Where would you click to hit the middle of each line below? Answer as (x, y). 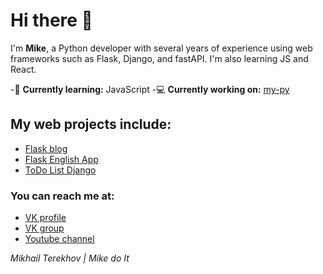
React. (23, 69)
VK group (44, 228)
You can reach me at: (62, 196)
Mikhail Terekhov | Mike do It (70, 258)
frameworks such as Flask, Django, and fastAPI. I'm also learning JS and (159, 58)
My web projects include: (91, 124)
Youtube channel (59, 239)
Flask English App (61, 159)
